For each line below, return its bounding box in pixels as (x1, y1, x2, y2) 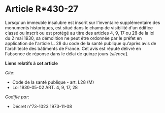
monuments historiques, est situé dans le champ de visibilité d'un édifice (5, 24, 153, 30)
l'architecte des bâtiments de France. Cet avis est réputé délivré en (5, 45, 141, 51)
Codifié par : (5, 94, 30, 100)
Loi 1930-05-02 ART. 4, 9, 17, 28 (12, 84, 78, 90)
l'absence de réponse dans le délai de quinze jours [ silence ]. (5, 50, 129, 57)
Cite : (5, 69, 15, 75)
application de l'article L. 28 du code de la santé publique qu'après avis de (5, 40, 157, 46)
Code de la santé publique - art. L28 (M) (12, 79, 95, 85)
